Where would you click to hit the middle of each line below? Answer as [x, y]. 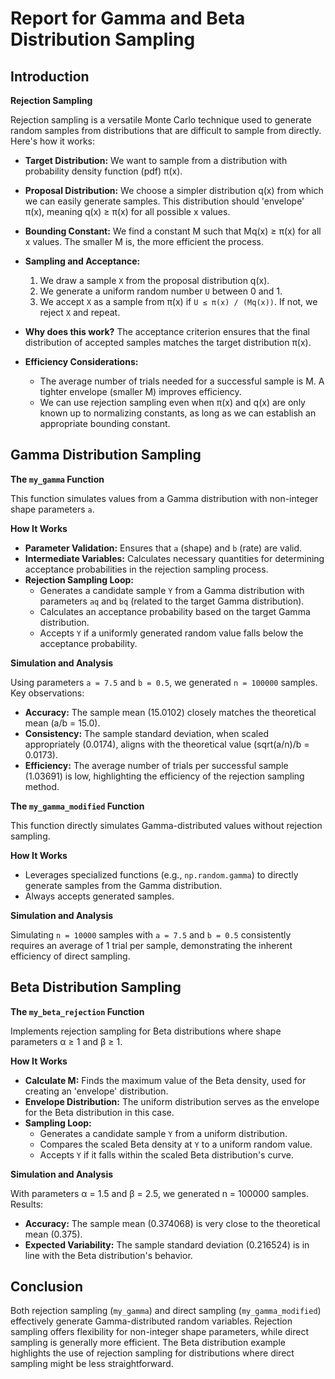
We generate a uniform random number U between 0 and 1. [161, 291]
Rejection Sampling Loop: [79, 579]
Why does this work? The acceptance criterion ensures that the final [167, 331]
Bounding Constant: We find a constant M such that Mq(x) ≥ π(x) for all [173, 231]
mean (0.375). [53, 1234]
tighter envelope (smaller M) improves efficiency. [140, 391]
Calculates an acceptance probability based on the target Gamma [175, 611]
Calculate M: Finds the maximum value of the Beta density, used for [165, 1080]
